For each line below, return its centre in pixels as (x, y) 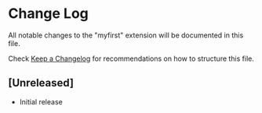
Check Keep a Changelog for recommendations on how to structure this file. (131, 58)
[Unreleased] (41, 83)
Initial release (41, 101)
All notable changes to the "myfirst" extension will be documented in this (126, 35)
